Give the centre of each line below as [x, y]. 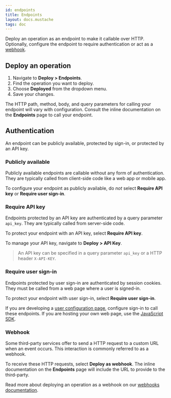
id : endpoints [20, 10]
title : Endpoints [24, 15]
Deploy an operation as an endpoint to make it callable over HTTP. [75, 39]
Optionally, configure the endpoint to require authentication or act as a [79, 44]
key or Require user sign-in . [35, 194]
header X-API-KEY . [37, 259]
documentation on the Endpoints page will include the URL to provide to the [85, 369]
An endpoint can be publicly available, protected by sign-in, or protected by [85, 143]
